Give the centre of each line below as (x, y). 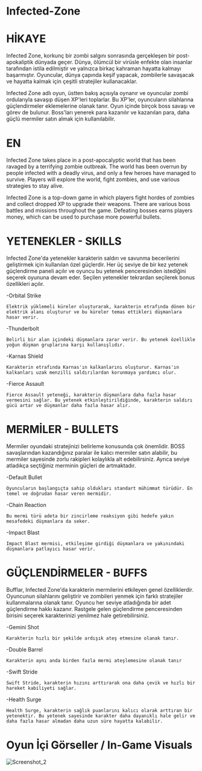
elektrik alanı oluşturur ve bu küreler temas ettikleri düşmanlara (94, 312)
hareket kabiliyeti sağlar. (42, 688)
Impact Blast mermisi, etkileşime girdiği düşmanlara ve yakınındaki (96, 543)
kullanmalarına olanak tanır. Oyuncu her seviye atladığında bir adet (89, 602)
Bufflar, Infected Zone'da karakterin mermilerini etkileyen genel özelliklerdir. (100, 589)
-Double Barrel (25, 649)
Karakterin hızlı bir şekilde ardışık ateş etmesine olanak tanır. (93, 638)
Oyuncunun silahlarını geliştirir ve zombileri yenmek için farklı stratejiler (95, 596)
